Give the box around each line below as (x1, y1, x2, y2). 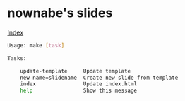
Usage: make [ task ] (7, 42, 65, 49)
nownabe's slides (7, 5, 113, 21)
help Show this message (20, 87, 138, 95)
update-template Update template (20, 67, 131, 75)
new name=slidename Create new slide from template (20, 74, 179, 81)
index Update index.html (20, 81, 138, 88)
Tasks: (7, 54, 27, 61)
